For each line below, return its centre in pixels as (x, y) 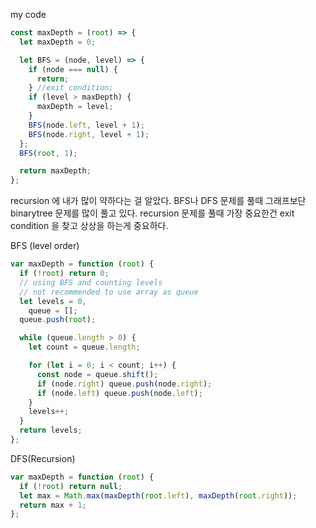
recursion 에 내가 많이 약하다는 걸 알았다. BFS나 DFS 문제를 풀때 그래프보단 (158, 201)
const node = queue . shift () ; (97, 374)
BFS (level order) (45, 246)
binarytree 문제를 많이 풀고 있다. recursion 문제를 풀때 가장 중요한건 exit (152, 213)
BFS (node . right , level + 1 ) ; (89, 134)
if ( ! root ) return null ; (71, 486)
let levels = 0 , (53, 301)
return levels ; (51, 430)
